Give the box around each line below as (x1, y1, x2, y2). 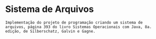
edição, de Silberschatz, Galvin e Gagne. (5, 28, 96, 33)
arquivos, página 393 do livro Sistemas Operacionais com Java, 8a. (5, 24, 152, 29)
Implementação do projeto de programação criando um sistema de (5, 20, 143, 25)
